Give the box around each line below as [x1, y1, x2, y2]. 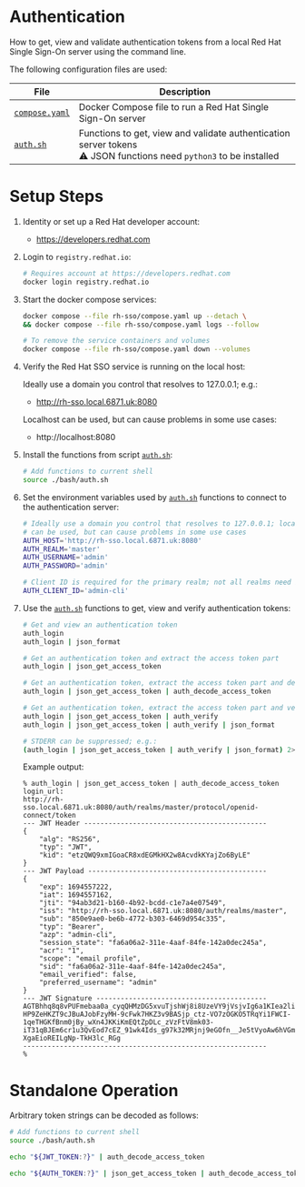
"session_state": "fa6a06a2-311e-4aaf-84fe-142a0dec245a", [39, 939, 268, 948]
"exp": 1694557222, [39, 882, 113, 892]
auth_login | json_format [22, 637, 121, 647]
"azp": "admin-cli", [39, 930, 117, 940]
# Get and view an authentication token [22, 620, 178, 629]
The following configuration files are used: [9, 64, 168, 75]
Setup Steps [9, 186, 104, 206]
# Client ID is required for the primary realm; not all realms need [22, 578, 292, 588]
